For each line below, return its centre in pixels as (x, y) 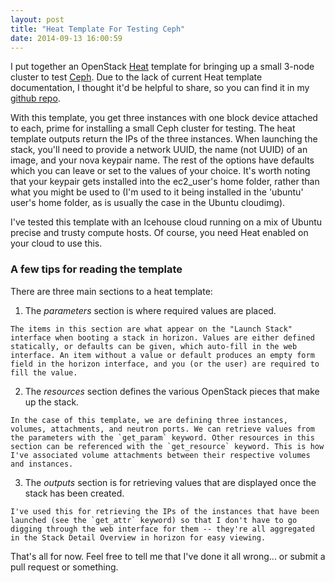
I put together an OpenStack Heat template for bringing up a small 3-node (162, 67)
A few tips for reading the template (96, 269)
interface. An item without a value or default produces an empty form (162, 355)
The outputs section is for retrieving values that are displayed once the (170, 482)
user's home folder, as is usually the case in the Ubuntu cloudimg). (148, 203)
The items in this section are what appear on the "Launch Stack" (151, 329)
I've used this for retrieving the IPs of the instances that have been (165, 511)
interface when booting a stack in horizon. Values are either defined (162, 337)
